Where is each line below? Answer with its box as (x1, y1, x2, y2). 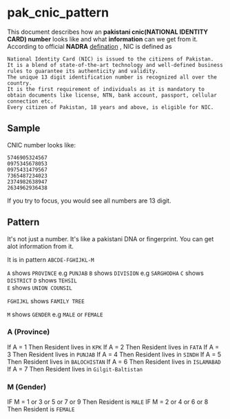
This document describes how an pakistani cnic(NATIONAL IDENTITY (7, 28, 209, 36)
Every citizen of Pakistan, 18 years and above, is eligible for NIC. (7, 103, 214, 111)
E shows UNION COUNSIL (7, 283, 72, 292)
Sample (7, 123, 41, 134)
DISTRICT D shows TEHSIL (7, 276, 77, 284)
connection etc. (7, 98, 54, 105)
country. (7, 79, 32, 87)
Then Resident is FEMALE (7, 405, 75, 413)
